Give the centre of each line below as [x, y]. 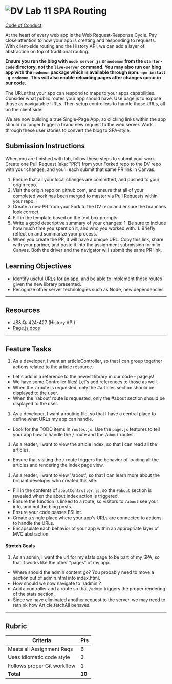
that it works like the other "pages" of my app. [61, 563]
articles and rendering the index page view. [58, 465]
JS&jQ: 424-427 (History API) [44, 323]
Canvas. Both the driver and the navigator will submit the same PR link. [87, 250]
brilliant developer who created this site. [55, 481]
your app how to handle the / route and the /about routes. [73, 435]
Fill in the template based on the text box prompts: [66, 217]
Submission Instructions [45, 146]
